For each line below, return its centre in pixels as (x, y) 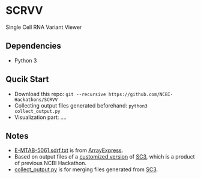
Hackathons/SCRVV (36, 100)
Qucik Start (27, 80)
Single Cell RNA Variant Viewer (44, 27)
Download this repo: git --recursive (60, 94)
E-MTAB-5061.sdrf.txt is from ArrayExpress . (69, 150)
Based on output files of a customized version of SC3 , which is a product (104, 157)
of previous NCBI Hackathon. (50, 163)
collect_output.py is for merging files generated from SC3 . (86, 169)
